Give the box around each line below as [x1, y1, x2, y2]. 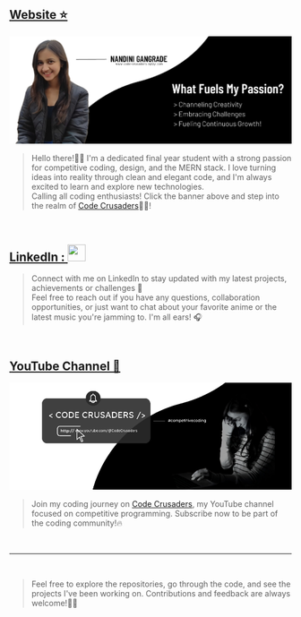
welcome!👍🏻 [30, 598, 78, 609]
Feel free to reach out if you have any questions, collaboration [30, 292, 261, 303]
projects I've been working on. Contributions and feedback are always [30, 588, 291, 599]
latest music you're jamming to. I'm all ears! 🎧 [30, 312, 203, 322]
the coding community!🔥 [30, 518, 123, 528]
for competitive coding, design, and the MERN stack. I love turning [30, 162, 277, 173]
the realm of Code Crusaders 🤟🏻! [30, 201, 152, 211]
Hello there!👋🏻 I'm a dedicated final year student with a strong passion [30, 153, 292, 164]
